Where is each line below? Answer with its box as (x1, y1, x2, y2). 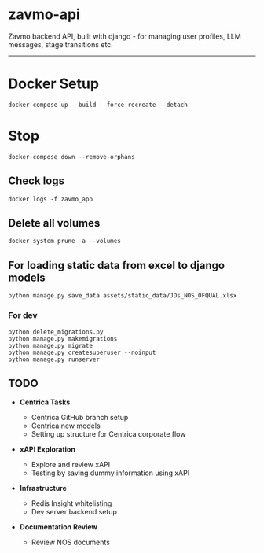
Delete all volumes (8, 216, 101, 230)
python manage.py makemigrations (8, 334, 118, 343)
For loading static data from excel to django (8, 258, 225, 272)
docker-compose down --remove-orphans (8, 153, 135, 160)
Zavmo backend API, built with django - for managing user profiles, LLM (8, 31, 241, 41)
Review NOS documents (31, 537, 110, 547)
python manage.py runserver (8, 356, 101, 363)
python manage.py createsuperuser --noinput (8, 348, 156, 356)
